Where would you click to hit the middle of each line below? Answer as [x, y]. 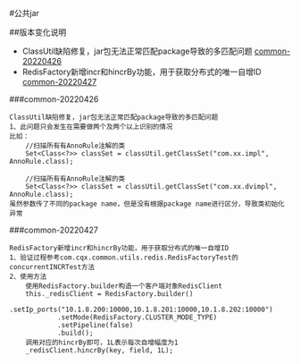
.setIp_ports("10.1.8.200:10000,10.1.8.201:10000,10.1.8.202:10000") [142, 309]
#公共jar [25, 13]
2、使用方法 [28, 276]
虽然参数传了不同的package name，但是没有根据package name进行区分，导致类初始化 [147, 204]
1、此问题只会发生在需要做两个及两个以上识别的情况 [91, 127]
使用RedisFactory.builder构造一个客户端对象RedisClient [124, 286]
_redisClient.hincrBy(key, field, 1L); [100, 351]
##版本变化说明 [38, 32]
